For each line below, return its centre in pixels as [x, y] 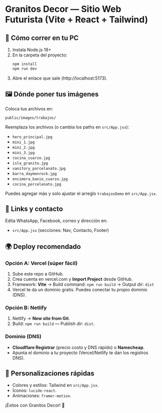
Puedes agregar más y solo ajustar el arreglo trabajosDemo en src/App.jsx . [81, 193]
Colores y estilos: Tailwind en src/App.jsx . [55, 385]
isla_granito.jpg [30, 163]
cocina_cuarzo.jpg [31, 158]
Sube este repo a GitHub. [38, 274]
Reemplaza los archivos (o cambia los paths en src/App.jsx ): [67, 127]
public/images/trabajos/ [31, 118]
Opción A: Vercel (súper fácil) [41, 263]
